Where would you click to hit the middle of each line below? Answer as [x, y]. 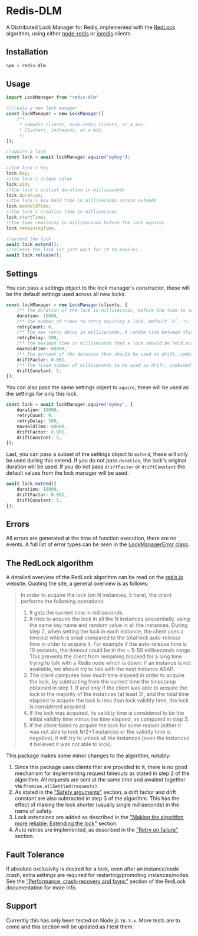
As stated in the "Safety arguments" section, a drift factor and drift [95, 792]
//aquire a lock [26, 152]
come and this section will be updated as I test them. [70, 927]
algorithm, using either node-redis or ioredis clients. [69, 33]
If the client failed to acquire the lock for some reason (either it [105, 725]
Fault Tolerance [35, 854]
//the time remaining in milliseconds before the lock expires [85, 222]
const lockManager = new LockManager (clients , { [67, 305]
